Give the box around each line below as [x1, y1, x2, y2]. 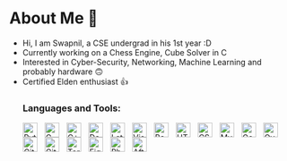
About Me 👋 [9, 8, 99, 29]
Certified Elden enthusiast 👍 [22, 76, 128, 87]
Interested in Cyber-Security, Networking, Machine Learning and [22, 56, 262, 67]
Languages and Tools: [22, 102, 121, 114]
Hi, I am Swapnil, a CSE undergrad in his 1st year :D [22, 38, 213, 48]
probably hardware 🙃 [22, 66, 104, 77]
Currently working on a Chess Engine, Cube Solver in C [22, 47, 227, 57]
